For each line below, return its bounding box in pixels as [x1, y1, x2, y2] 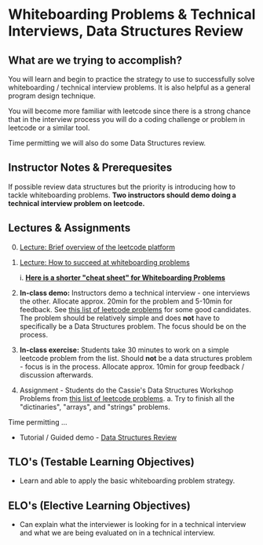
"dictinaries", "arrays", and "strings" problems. [19, 402, 170, 411]
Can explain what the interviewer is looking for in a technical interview [19, 520, 247, 529]
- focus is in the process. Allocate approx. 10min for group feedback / [19, 362, 245, 371]
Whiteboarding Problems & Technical [8, 6, 256, 24]
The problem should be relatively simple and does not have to [19, 313, 220, 322]
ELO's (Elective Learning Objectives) [8, 499, 191, 512]
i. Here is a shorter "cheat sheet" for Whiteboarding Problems [19, 273, 226, 282]
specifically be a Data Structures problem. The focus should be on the [19, 321, 247, 331]
